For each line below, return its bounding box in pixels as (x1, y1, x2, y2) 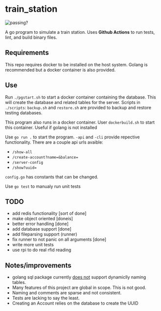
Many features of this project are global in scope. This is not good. (12, 285, 146, 290)
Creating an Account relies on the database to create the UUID (12, 300, 138, 306)
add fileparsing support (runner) (12, 232, 77, 237)
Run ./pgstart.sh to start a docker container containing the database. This (5, 94, 156, 100)
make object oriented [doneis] (12, 216, 73, 222)
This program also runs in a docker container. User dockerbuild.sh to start (5, 119, 155, 125)
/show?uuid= (12, 165, 37, 170)
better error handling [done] (12, 221, 69, 227)
